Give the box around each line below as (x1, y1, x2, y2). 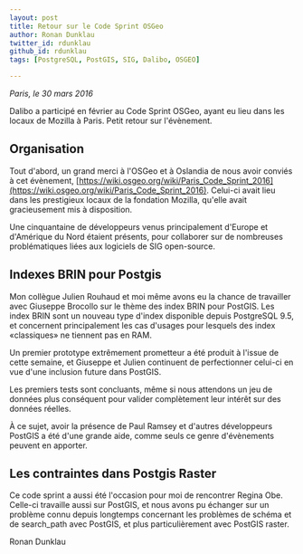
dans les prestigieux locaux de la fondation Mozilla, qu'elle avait (9, 194, 247, 205)
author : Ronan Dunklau (9, 30, 95, 39)
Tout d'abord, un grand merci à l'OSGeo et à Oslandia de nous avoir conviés (9, 165, 293, 177)
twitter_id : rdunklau (9, 38, 91, 48)
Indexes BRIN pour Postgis (9, 267, 162, 282)
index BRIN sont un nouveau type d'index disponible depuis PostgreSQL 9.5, (9, 310, 294, 321)
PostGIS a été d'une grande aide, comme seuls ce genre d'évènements (9, 430, 274, 441)
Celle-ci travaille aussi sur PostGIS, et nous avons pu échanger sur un (9, 500, 270, 511)
